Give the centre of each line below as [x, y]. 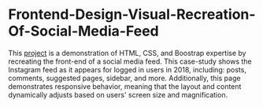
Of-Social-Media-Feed [83, 31]
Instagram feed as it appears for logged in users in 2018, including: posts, [127, 69]
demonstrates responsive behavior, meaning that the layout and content [125, 86]
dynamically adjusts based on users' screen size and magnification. [118, 94]
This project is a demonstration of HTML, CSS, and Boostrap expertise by [127, 53]
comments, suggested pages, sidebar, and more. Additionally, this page [124, 78]
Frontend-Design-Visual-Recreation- [132, 15]
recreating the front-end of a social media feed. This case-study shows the [130, 61]
